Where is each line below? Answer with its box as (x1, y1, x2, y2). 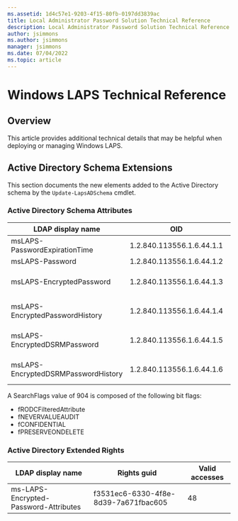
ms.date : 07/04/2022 (7, 50, 69, 57)
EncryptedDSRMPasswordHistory (11, 369, 123, 379)
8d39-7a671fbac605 (93, 498, 168, 508)
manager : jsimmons (7, 43, 62, 50)
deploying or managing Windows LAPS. (7, 141, 123, 149)
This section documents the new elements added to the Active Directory (7, 181, 219, 189)
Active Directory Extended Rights (7, 445, 125, 455)
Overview (7, 115, 52, 127)
